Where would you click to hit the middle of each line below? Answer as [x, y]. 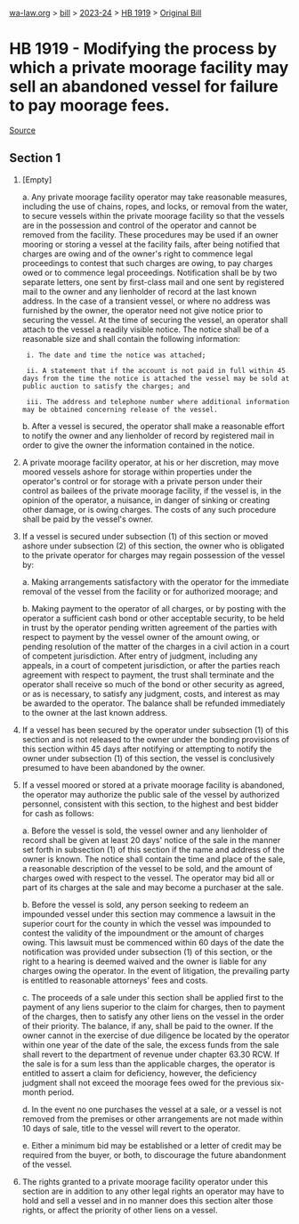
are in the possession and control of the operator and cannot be [139, 225]
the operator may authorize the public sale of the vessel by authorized [151, 794]
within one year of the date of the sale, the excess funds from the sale [150, 1044]
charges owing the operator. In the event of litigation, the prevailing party [156, 970]
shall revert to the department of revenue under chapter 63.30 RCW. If [151, 1054]
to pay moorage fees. [90, 105]
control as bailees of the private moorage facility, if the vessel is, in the [152, 490]
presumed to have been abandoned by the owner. [113, 767]
